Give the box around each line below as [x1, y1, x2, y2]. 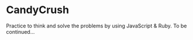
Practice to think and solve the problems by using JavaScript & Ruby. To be [6, 22, 187, 29]
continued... [6, 28, 35, 35]
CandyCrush [6, 3, 69, 17]
